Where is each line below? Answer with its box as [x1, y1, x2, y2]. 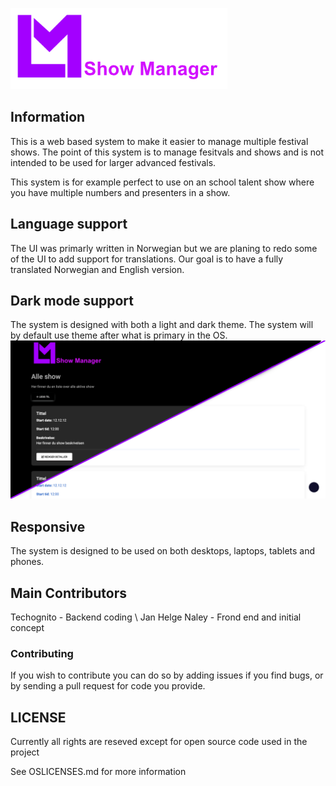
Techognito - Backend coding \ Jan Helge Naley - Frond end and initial [10, 611, 302, 623]
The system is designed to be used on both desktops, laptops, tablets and [10, 545, 316, 557]
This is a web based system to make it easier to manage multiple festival [10, 135, 309, 147]
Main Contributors [10, 584, 127, 602]
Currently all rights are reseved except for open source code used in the [10, 736, 308, 748]
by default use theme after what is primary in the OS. [10, 329, 228, 342]
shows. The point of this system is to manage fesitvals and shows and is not [10, 146, 324, 158]
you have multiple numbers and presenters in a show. [10, 186, 231, 198]
